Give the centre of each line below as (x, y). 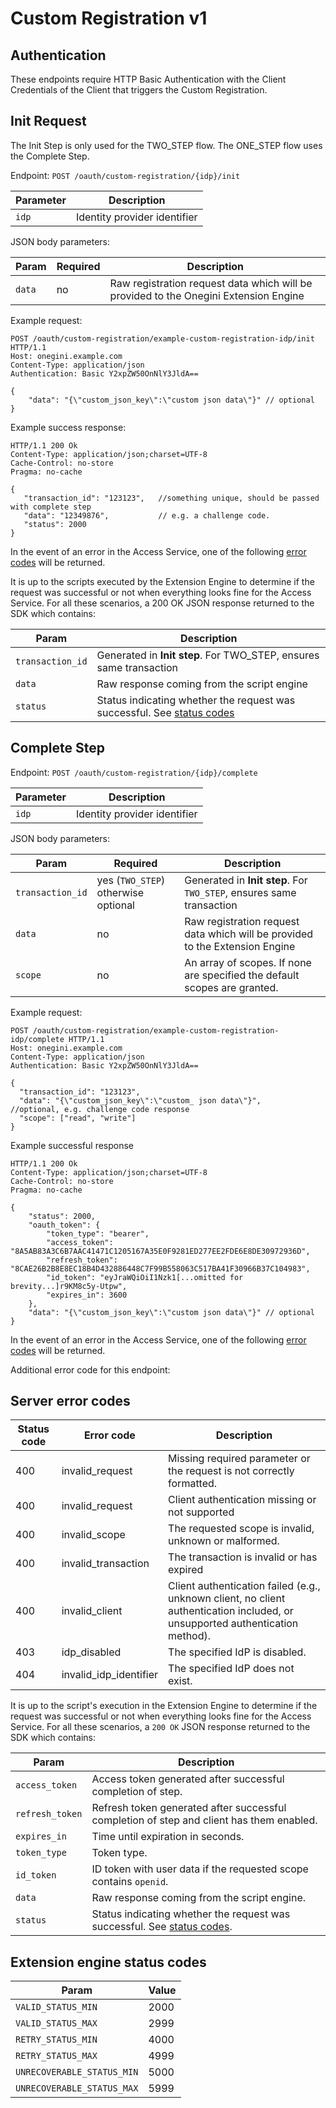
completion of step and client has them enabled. (204, 1820)
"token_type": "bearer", (98, 1233)
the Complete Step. (50, 156)
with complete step (51, 507)
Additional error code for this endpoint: (90, 1369)
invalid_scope (93, 1535)
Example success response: (68, 427)
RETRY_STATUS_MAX (56, 2056)
